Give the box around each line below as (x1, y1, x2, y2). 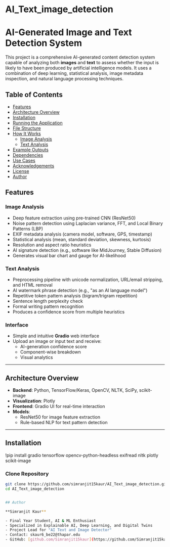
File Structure (12, 125, 41, 131)
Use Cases (12, 157, 35, 163)
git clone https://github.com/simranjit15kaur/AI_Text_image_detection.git (5, 482, 168, 487)
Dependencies (12, 152, 44, 158)
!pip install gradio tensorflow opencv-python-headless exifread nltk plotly (5, 452, 158, 458)
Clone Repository (5, 470, 49, 477)
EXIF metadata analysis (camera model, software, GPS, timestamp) (12, 231, 153, 237)
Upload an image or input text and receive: (12, 338, 102, 344)
